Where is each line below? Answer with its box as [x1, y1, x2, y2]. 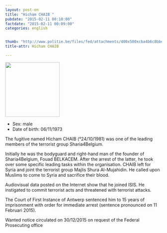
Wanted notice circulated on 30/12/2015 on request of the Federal [5, 217, 140, 223]
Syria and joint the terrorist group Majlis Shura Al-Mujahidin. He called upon [5, 167, 160, 173]
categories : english [5, 26, 48, 31]
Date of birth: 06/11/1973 [12, 126, 63, 132]
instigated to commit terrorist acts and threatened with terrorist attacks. [5, 187, 152, 193]
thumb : [5, 39, 19, 44]
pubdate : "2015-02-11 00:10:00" [5, 16, 72, 21]
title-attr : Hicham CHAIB [5, 44, 59, 49]
